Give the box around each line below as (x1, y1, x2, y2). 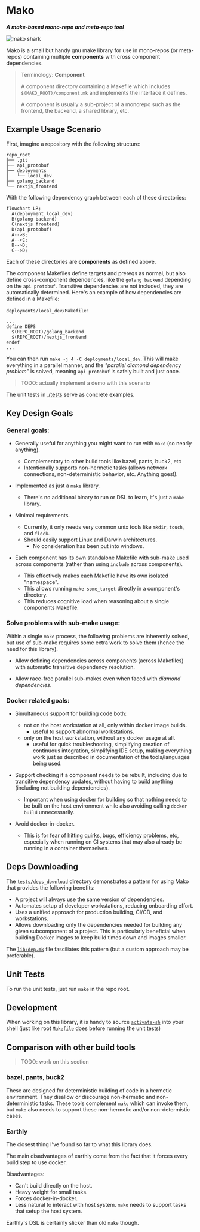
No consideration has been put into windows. (32, 543, 144, 550)
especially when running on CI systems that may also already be (23, 838, 183, 845)
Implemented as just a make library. (14, 482, 100, 489)
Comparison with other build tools (6, 1042, 136, 1052)
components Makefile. (23, 604, 79, 612)
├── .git (6, 157, 28, 163)
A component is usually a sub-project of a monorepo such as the (20, 100, 181, 108)
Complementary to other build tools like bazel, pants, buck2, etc (23, 458, 181, 465)
